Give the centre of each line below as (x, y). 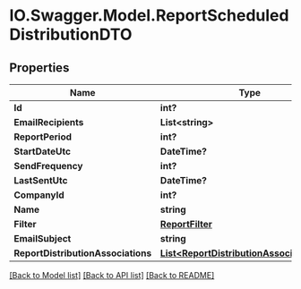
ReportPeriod (43, 137)
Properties (39, 68)
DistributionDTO (71, 34)
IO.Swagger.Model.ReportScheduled (149, 16)
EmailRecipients (49, 122)
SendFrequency (48, 166)
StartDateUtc (43, 151)
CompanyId (39, 195)
